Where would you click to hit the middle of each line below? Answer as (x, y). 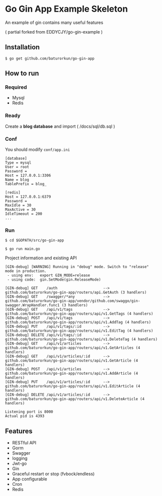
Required (16, 87)
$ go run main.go (23, 249)
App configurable (29, 479)
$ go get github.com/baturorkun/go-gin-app (50, 58)
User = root (17, 167)
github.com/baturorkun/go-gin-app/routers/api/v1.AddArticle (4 (72, 374)
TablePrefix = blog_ (26, 184)
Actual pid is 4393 (25, 416)
